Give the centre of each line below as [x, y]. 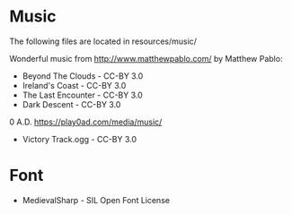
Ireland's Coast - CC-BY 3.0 [74, 85]
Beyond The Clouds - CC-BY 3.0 [83, 76]
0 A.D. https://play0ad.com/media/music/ [86, 122]
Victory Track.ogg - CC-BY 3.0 [80, 139]
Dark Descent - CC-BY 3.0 [71, 104]
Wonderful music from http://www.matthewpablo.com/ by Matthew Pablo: [146, 58]
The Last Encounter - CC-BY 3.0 [83, 95]
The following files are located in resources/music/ [103, 41]
